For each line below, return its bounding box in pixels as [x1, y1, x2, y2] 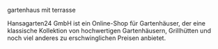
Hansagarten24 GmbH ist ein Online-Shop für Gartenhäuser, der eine [7, 19, 205, 27]
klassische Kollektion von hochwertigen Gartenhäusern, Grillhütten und [7, 27, 211, 35]
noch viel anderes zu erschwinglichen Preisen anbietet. [7, 34, 166, 42]
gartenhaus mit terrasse [7, 6, 76, 14]
